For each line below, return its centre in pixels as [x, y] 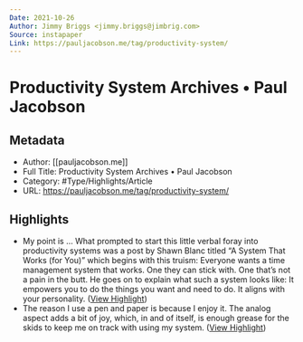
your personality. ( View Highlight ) [85, 299]
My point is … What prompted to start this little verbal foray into [140, 242]
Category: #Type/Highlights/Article [87, 181]
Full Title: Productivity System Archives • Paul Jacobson [127, 172]
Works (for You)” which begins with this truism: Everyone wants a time [154, 261]
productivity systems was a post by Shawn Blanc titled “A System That [154, 251]
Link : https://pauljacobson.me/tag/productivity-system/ [119, 43]
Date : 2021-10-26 [42, 18]
